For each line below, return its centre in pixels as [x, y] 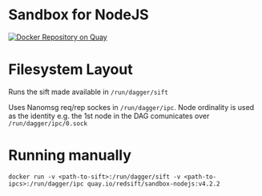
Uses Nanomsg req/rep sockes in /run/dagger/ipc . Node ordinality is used [131, 107]
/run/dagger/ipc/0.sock [48, 123]
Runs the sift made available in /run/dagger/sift [88, 92]
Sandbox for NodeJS [79, 15]
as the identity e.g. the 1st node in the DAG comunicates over [109, 116]
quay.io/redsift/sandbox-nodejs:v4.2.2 [153, 184]
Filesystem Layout [71, 69]
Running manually [70, 155]
